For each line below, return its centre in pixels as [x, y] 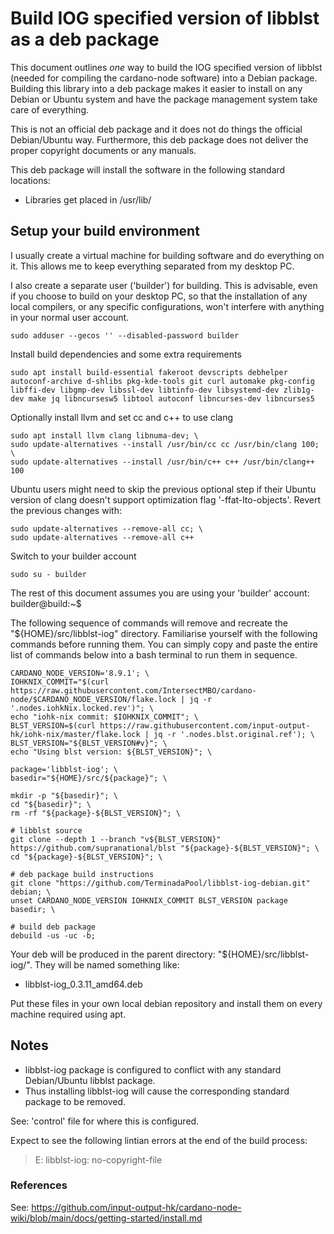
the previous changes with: [66, 510]
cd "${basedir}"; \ [51, 804]
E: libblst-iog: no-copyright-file [98, 1159]
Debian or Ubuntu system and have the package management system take [164, 99]
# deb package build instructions [82, 874]
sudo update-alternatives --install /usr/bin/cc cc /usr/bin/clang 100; [165, 444]
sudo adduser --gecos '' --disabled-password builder [125, 335]
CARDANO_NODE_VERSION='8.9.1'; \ [80, 673]
